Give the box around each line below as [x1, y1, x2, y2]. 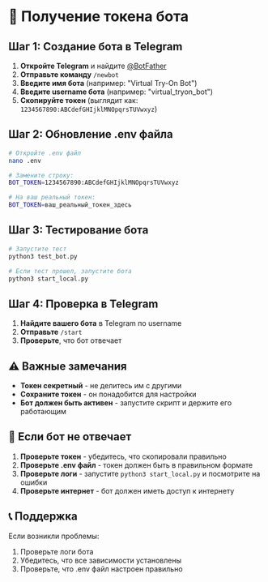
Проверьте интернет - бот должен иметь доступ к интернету [19, 486, 235, 495]
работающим [19, 407, 67, 416]
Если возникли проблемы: [8, 531, 100, 541]
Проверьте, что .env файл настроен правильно [19, 563, 184, 574]
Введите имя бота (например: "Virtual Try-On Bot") [19, 79, 198, 88]
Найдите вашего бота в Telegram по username [19, 319, 182, 328]
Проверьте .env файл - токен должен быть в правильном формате [19, 460, 253, 469]
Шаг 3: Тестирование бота [8, 223, 149, 238]
